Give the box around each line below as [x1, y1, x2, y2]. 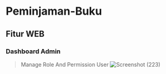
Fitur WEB [6, 29, 45, 39]
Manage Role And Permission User [20, 61, 109, 68]
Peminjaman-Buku [6, 4, 102, 18]
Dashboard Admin [6, 47, 61, 56]
